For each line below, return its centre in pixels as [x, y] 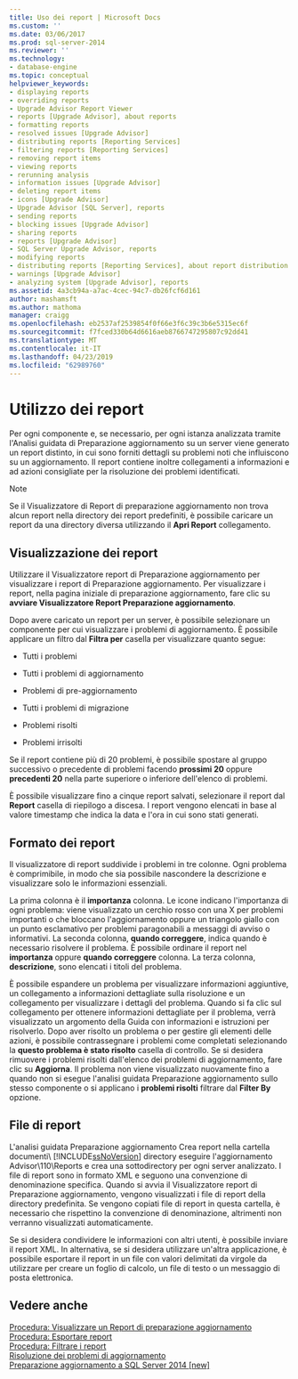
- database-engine [43, 68]
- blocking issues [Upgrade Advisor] [79, 224]
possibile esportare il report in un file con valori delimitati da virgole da [138, 1258]
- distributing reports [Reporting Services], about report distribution [149, 266]
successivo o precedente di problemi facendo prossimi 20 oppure [131, 769]
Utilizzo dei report [77, 409]
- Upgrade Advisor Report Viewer [71, 109]
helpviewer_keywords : [49, 84]
